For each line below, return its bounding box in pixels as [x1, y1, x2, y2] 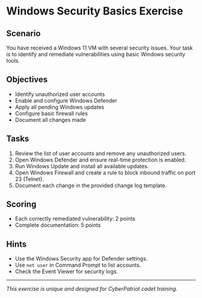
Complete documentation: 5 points [14, 221, 101, 229]
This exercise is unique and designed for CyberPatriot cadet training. [6, 285, 178, 293]
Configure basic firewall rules [14, 110, 88, 117]
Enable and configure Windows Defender [14, 97, 117, 104]
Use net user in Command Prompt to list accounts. [14, 261, 141, 269]
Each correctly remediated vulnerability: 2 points [14, 215, 136, 223]
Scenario [6, 28, 41, 39]
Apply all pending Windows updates [14, 103, 105, 110]
